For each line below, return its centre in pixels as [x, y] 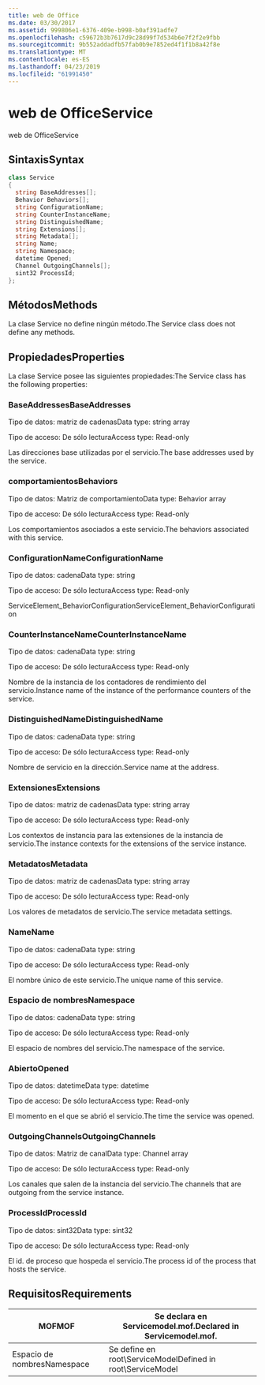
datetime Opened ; [44, 259]
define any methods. [42, 333]
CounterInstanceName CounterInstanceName [97, 634]
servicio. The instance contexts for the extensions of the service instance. [127, 843]
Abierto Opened [39, 1068]
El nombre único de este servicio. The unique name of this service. [116, 980]
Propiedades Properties [66, 357]
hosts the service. [37, 1269]
